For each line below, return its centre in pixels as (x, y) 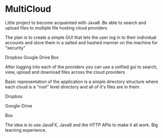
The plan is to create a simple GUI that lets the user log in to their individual (81, 37)
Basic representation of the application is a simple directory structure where (81, 82)
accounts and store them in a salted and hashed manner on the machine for (81, 42)
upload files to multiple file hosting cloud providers (56, 28)
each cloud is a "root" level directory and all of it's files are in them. (73, 86)
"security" (15, 48)
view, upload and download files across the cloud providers (65, 72)
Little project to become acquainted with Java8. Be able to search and (76, 23)
